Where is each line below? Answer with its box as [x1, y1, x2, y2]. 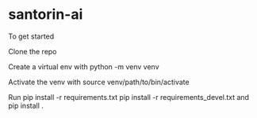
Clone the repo [8, 46, 57, 56]
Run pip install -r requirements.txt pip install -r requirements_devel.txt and [8, 92, 250, 101]
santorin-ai [8, 6, 83, 24]
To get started [8, 31, 55, 41]
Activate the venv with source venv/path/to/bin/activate [8, 77, 190, 87]
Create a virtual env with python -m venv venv [8, 61, 160, 72]
